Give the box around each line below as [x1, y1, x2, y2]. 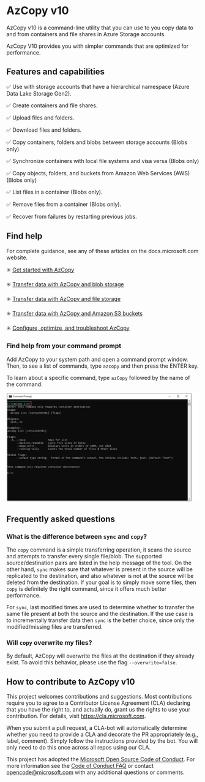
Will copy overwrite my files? [6, 638, 92, 647]
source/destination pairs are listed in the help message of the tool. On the [6, 559, 192, 567]
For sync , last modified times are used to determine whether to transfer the [6, 604, 195, 611]
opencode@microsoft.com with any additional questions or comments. [6, 769, 185, 776]
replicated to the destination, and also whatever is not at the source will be [6, 572, 194, 580]
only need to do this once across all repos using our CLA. [6, 744, 151, 751]
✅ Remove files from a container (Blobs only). [6, 200, 122, 208]
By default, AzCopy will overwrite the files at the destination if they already [6, 652, 195, 659]
